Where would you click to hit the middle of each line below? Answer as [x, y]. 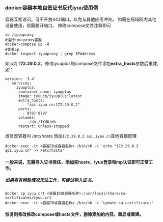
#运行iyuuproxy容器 [24, 40]
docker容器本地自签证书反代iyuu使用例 [52, 7]
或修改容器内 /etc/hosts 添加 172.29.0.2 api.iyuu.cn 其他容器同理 [71, 136]
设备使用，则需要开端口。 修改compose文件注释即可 [58, 26]
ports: [25, 109]
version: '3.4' [21, 79]
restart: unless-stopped [43, 126]
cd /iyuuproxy [20, 35]
